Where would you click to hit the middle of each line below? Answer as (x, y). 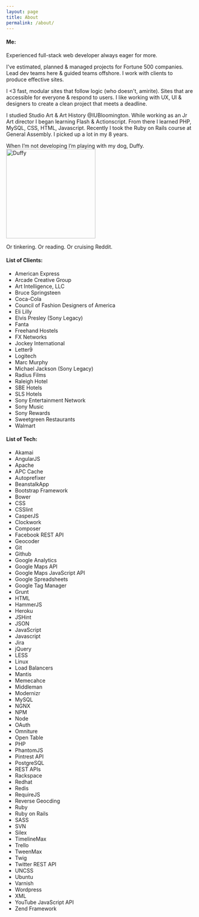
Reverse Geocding (37, 801)
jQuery (23, 649)
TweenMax (28, 851)
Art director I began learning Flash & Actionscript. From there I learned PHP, (99, 121)
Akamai (24, 452)
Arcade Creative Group (43, 280)
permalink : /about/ (30, 23)
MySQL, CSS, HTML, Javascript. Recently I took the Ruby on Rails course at (99, 128)
